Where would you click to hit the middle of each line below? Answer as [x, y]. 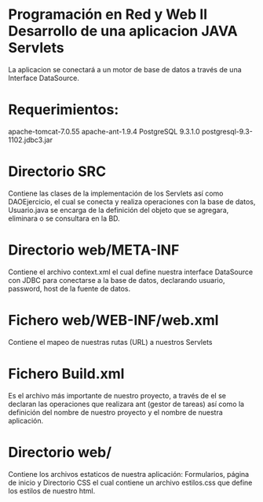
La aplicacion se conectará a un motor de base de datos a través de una [125, 69]
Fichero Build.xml [66, 374]
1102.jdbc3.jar [31, 140]
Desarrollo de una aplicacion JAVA [123, 31]
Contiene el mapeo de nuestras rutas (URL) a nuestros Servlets [110, 342]
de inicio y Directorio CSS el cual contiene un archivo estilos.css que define [130, 482]
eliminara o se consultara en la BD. [64, 218]
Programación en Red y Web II [108, 15]
